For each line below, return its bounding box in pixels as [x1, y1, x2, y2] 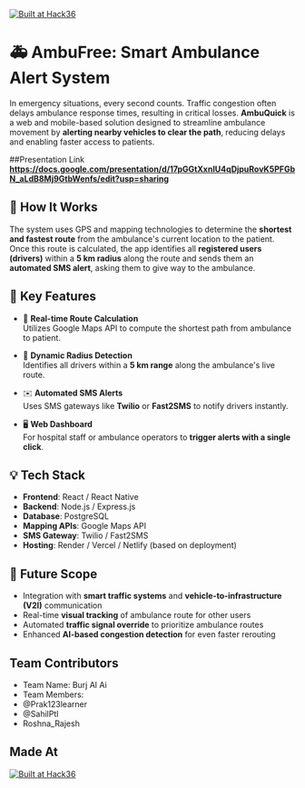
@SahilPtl [22, 709, 59, 719]
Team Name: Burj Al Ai [22, 680, 107, 690]
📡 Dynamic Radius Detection [22, 350, 133, 361]
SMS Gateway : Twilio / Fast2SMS [22, 530, 149, 541]
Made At [9, 744, 59, 760]
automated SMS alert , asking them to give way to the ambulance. [9, 262, 256, 273]
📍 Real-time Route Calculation [22, 313, 139, 324]
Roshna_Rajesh [22, 718, 80, 729]
